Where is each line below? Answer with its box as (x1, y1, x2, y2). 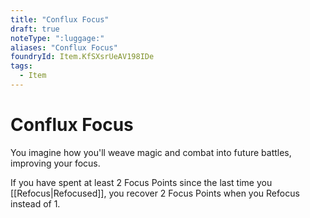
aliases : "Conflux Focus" (10, 42, 118, 53)
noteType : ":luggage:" (10, 33, 105, 43)
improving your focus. (10, 157, 101, 169)
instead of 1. (10, 197, 61, 210)
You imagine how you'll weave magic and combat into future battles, (10, 146, 292, 158)
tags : (10, 61, 33, 71)
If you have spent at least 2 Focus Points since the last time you (10, 176, 273, 188)
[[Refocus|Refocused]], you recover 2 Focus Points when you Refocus (10, 187, 300, 199)
